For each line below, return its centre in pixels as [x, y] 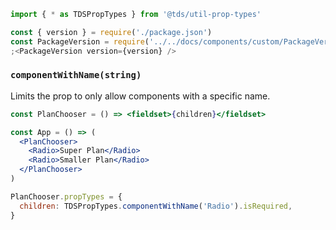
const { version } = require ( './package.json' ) [111, 32]
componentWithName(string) [76, 75]
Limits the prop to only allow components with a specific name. [140, 96]
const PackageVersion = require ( [80, 41]
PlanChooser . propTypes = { [66, 196]
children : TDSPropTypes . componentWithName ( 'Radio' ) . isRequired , [156, 206]
